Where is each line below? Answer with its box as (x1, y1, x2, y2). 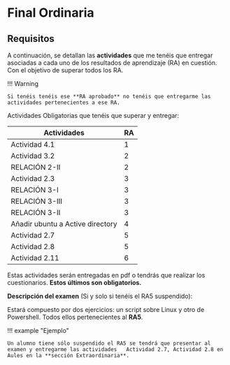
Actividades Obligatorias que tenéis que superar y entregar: (7, 112, 180, 119)
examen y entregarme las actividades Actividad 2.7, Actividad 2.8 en (7, 346, 224, 353)
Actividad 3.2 (10, 151, 55, 161)
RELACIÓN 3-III (10, 197, 63, 206)
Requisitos (7, 33, 55, 45)
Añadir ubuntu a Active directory (10, 219, 117, 228)
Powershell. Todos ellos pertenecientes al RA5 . (7, 313, 143, 321)
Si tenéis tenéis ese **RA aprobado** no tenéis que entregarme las (7, 93, 211, 100)
